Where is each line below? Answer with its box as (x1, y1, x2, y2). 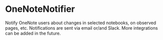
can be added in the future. (5, 30, 61, 36)
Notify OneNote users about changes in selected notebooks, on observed (5, 20, 157, 26)
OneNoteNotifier (5, 3, 76, 15)
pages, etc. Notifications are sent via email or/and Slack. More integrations (5, 25, 158, 31)
